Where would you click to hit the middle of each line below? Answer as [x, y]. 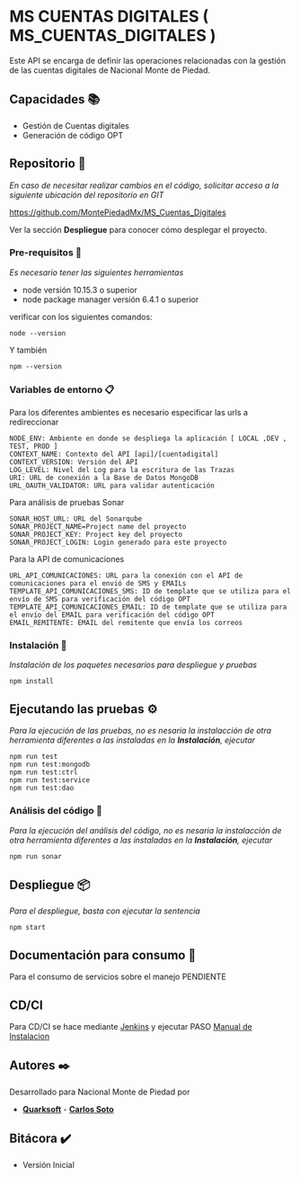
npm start [28, 928]
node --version [38, 333]
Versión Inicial [48, 1164]
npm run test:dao [42, 789]
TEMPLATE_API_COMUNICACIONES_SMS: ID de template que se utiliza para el [150, 592]
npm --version [36, 366]
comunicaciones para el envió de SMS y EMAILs [98, 584]
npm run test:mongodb [50, 765]
